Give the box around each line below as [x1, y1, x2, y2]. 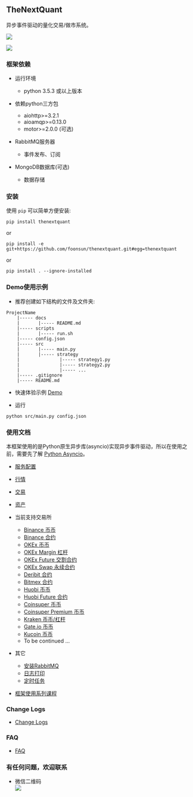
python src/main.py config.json [6, 413, 86, 419]
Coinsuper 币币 [23, 601, 61, 607]
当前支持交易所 [14, 514, 52, 520]
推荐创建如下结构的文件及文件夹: [14, 297, 95, 305]
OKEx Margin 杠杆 [23, 548, 69, 556]
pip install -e [6, 241, 44, 247]
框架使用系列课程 [14, 690, 57, 697]
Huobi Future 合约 [23, 593, 68, 600]
